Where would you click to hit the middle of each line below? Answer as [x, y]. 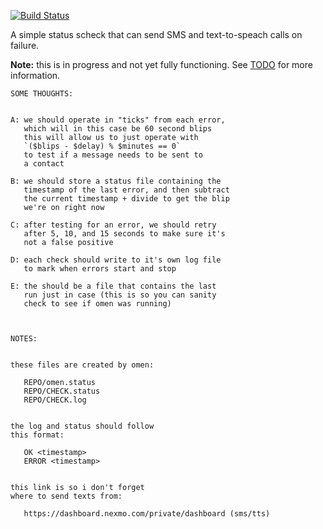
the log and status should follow [82, 426]
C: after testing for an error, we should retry [113, 225]
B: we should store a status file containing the [116, 181]
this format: [37, 435]
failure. [25, 45]
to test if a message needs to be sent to [113, 155]
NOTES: [24, 339]
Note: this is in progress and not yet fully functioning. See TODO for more [161, 64]
